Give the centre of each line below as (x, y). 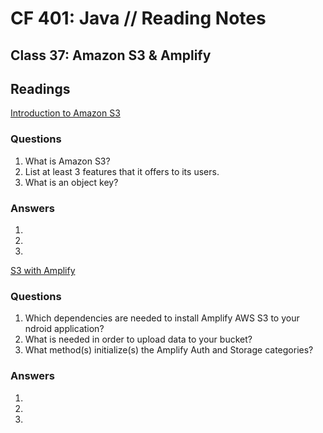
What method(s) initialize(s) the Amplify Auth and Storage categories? (169, 350)
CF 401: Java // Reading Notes (138, 18)
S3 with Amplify (43, 270)
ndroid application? (64, 329)
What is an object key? (71, 182)
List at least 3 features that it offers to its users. (122, 171)
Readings (40, 88)
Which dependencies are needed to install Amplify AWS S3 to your (162, 318)
